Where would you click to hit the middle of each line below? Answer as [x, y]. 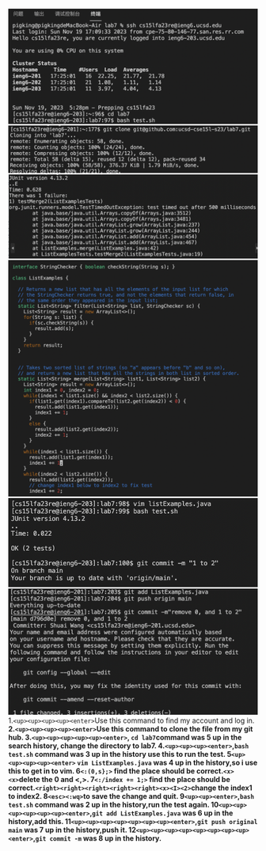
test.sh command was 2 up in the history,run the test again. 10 [114, 804]
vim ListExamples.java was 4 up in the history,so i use [167, 762]
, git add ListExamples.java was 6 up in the [161, 813]
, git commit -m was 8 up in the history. [97, 838]
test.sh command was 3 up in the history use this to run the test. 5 [120, 754]
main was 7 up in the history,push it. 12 [72, 830]
